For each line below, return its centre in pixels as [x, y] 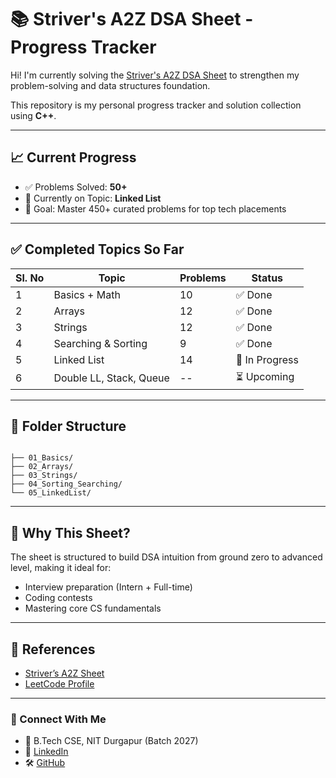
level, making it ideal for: [61, 568]
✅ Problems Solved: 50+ [76, 187]
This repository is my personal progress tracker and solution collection [156, 105]
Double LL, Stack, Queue [111, 378]
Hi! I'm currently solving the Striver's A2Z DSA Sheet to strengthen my [155, 75]
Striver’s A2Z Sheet [64, 673]
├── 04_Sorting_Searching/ [66, 484]
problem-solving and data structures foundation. [110, 85]
